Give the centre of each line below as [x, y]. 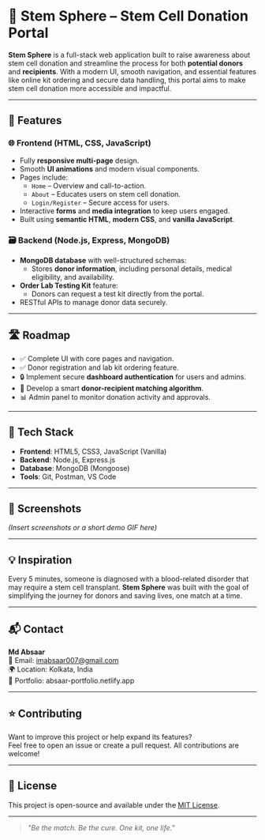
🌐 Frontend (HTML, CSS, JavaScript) [80, 143]
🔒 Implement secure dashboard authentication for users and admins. [133, 377]
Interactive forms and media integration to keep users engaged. [125, 211]
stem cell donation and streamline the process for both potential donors [125, 63]
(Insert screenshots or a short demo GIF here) [83, 528]
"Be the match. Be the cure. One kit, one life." [101, 827]
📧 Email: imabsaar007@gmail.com [63, 660]
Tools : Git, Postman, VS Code [68, 477]
